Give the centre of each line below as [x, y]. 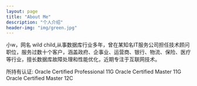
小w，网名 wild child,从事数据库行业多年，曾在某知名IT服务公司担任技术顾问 [98, 45]
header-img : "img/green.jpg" [42, 28]
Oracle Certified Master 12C [40, 78]
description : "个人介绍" [35, 22]
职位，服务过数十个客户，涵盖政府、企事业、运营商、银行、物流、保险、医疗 [98, 52]
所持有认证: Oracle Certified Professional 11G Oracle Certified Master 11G [94, 72]
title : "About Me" [28, 17]
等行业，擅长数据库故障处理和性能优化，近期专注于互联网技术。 [83, 59]
